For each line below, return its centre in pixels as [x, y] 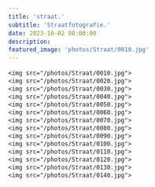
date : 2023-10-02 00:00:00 [52, 33]
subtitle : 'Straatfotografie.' [59, 25]
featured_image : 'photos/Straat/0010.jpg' [79, 50]
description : [30, 42]
